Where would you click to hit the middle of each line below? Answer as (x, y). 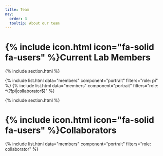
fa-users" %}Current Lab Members (78, 58)
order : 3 (18, 19)
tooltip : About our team (35, 23)
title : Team (17, 10)
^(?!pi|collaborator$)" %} (30, 91)
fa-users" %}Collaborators (61, 130)
